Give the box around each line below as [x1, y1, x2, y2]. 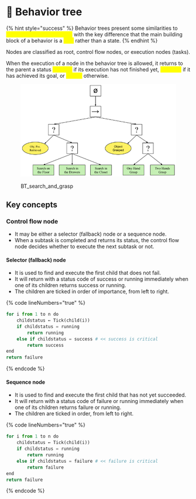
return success [27, 342, 64, 348]
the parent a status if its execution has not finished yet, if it [6, 66, 191, 73]
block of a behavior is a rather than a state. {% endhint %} [6, 37, 158, 44]
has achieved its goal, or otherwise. [6, 72, 109, 79]
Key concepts [6, 199, 57, 209]
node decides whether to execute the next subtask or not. [14, 243, 154, 250]
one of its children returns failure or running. [14, 404, 122, 411]
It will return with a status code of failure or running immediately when [14, 398, 184, 405]
